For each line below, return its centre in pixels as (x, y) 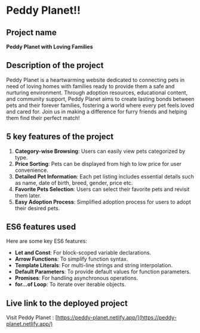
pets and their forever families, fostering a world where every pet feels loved (100, 105)
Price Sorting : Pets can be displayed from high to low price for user (98, 164)
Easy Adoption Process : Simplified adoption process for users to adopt (103, 202)
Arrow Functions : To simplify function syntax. (71, 259)
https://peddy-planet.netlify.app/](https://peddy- (117, 317)
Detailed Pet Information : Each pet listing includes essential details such (104, 176)
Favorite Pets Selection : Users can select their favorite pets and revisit (102, 189)
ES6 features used (41, 227)
